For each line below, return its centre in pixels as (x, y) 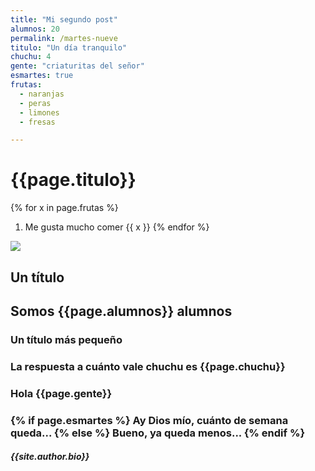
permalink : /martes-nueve (64, 38)
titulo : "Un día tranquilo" (69, 47)
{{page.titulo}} (73, 180)
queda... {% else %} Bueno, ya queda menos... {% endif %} (158, 433)
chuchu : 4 (31, 57)
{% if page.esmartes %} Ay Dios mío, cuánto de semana (149, 420)
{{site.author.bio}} (50, 457)
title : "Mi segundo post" (64, 19)
